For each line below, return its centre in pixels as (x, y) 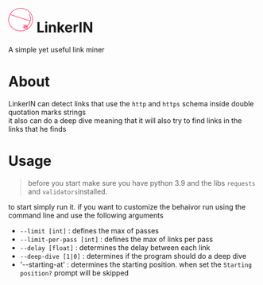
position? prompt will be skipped (74, 272)
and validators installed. (68, 191)
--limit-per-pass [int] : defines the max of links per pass (116, 239)
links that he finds (37, 129)
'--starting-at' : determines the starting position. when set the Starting (136, 264)
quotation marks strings (47, 112)
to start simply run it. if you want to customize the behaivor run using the (127, 206)
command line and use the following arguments (86, 215)
